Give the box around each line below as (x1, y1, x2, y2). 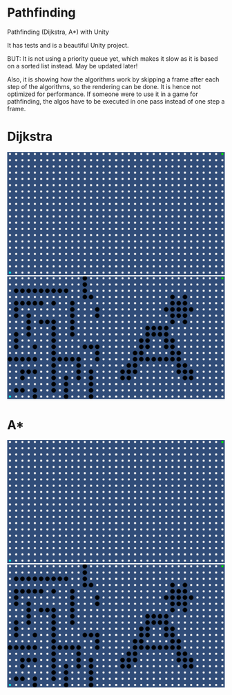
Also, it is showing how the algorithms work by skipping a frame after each (7, 75, 220, 84)
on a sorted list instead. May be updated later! (7, 61, 138, 70)
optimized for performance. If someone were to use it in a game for (7, 90, 199, 98)
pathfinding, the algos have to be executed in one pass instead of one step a (7, 97, 225, 105)
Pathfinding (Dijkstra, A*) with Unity (7, 28, 109, 36)
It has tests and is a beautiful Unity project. (7, 41, 129, 49)
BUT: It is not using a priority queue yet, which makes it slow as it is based (7, 54, 219, 63)
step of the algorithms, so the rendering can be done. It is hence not (7, 82, 202, 91)
